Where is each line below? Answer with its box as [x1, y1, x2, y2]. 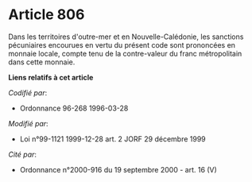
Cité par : [8, 149, 37, 159]
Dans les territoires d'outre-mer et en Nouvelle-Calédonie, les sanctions [8, 32, 244, 41]
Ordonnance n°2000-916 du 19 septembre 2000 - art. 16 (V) [19, 165, 217, 174]
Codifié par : [8, 87, 48, 97]
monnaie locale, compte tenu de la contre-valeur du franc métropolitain [8, 48, 242, 58]
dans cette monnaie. [8, 57, 76, 67]
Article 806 [8, 6, 85, 24]
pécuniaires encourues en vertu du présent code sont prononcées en [8, 40, 236, 49]
